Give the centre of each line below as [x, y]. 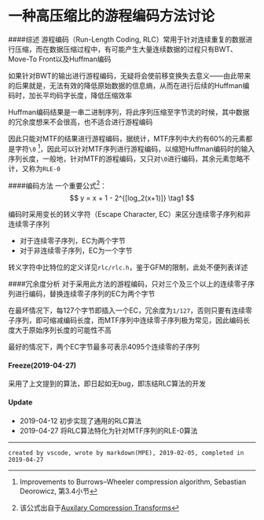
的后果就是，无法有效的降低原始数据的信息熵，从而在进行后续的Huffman [125, 85]
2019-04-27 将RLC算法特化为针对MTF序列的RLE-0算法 [108, 430]
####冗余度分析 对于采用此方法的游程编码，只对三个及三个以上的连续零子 [128, 284]
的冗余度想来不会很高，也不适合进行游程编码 [81, 122]
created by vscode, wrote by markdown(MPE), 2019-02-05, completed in [126, 452]
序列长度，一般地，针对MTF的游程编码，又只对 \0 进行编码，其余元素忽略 [126, 159]
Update [20, 402]
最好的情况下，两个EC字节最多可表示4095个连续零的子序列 [104, 347]
